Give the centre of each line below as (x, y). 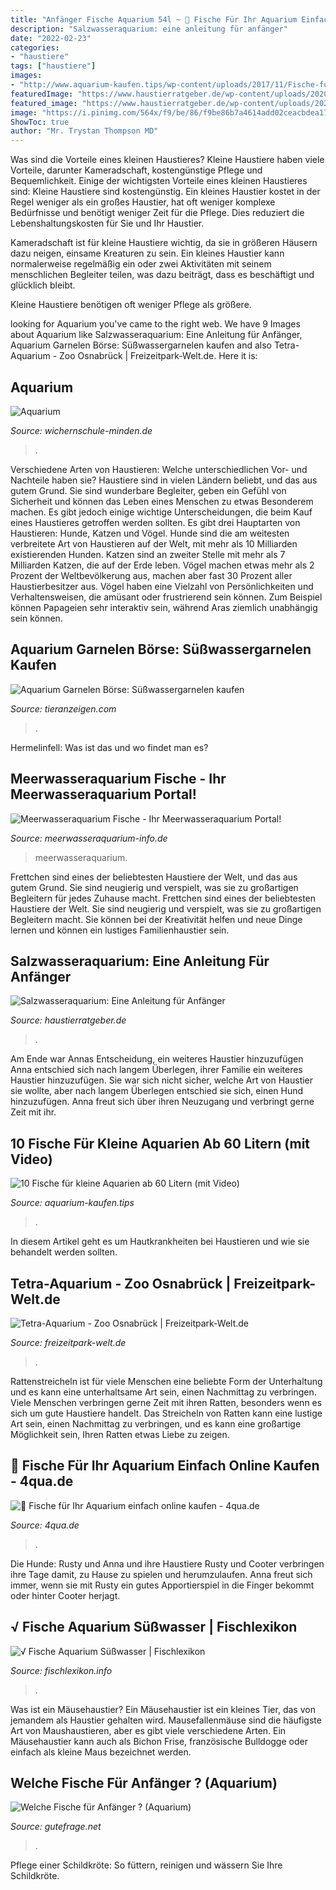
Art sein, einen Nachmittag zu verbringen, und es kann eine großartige (156, 1424)
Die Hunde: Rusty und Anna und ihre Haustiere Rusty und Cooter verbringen (167, 1563)
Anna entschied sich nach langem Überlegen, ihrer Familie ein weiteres (156, 1070)
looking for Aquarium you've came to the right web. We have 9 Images (155, 324)
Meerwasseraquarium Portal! (103, 794)
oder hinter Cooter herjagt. (65, 1595)
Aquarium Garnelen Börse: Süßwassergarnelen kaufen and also (141, 345)
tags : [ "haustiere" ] (53, 66)
